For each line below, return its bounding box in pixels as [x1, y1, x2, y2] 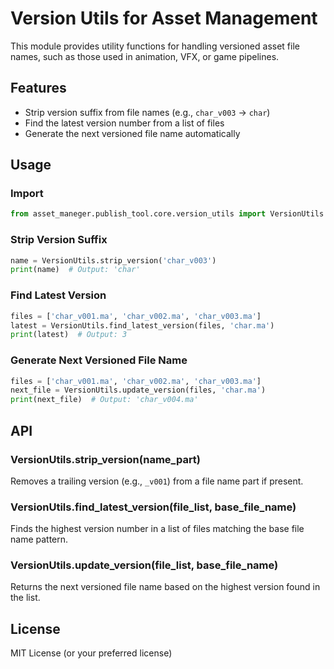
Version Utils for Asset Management [10, 7, 318, 30]
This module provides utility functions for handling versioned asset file [10, 40, 300, 52]
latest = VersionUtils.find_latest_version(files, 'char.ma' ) [10, 320, 275, 331]
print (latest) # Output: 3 [10, 330, 128, 340]
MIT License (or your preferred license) [10, 647, 173, 659]
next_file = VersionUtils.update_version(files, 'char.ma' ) [10, 385, 267, 396]
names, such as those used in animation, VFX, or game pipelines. [10, 50, 280, 62]
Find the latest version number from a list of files [24, 117, 225, 129]
